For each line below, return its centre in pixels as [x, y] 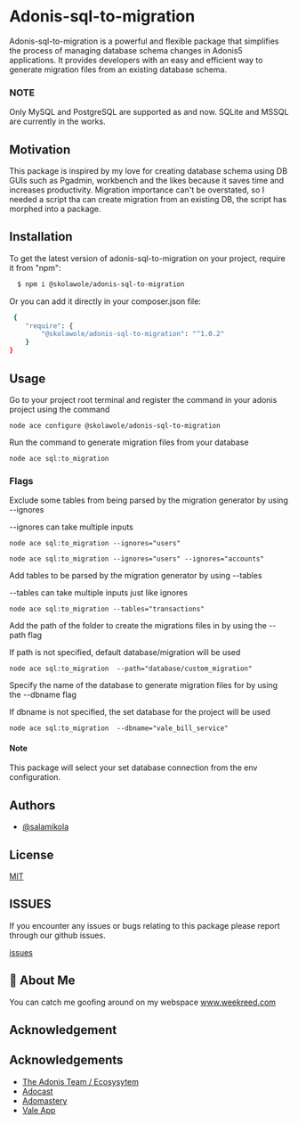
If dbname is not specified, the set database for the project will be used [140, 712]
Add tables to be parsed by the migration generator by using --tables [136, 576]
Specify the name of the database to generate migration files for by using [144, 685]
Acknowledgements [66, 1060]
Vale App [39, 1110]
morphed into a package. [55, 209]
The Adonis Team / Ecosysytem [81, 1081]
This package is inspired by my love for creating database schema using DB [148, 171]
